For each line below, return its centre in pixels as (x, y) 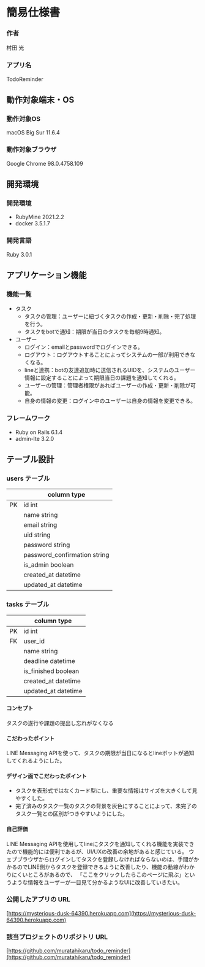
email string (40, 525)
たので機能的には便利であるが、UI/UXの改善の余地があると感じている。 (97, 852)
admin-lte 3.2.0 (35, 438)
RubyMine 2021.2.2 (39, 217)
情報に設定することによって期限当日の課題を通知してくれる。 (102, 378)
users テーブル (28, 478)
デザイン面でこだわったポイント (47, 776)
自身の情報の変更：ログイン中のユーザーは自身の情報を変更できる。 (110, 401)
